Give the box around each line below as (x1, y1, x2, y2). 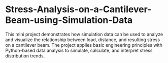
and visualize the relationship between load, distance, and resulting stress (5, 37, 160, 43)
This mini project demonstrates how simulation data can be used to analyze (5, 31, 163, 37)
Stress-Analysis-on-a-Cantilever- (5, 4, 152, 15)
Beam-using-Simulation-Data (5, 14, 133, 26)
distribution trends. (5, 52, 45, 59)
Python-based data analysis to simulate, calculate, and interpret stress (5, 47, 153, 53)
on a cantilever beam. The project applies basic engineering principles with (5, 42, 162, 48)
